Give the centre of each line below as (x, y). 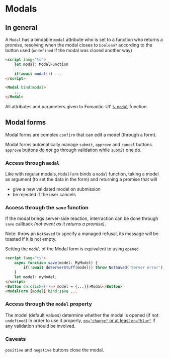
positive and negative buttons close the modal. (55, 350)
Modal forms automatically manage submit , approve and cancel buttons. (79, 144)
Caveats (16, 339)
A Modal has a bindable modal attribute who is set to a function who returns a (84, 39)
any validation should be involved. (40, 326)
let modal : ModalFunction (41, 64)
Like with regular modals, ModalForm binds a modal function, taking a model (82, 174)
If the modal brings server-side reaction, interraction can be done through (82, 218)
